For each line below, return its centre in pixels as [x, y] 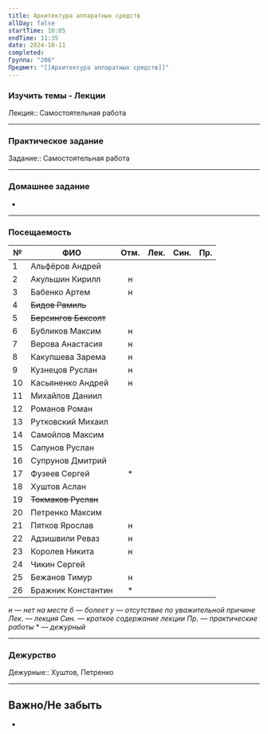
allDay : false [32, 23]
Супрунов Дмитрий [69, 460]
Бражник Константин [72, 590]
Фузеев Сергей [60, 473]
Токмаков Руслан [65, 499]
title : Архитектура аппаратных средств [75, 16]
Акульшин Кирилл [66, 278]
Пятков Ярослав [62, 525]
